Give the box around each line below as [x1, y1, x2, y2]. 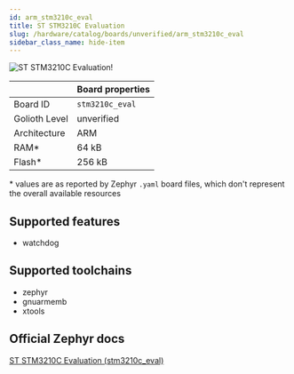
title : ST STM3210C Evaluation [9, 21, 125, 30]
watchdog [21, 237, 60, 249]
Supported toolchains [9, 263, 132, 278]
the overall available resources [9, 188, 122, 199]
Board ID [13, 99, 51, 111]
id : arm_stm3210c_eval [9, 12, 93, 22]
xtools [21, 306, 45, 316]
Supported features [9, 214, 121, 229]
